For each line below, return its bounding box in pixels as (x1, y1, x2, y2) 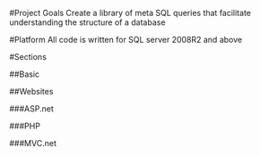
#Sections (9, 52, 48, 62)
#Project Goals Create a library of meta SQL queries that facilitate (9, 8, 251, 18)
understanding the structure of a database (9, 17, 166, 28)
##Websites (9, 86, 54, 96)
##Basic (9, 69, 40, 79)
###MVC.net (9, 138, 56, 148)
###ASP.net (9, 103, 54, 114)
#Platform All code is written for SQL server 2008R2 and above (9, 35, 243, 45)
